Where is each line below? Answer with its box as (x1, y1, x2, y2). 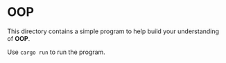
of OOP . (7, 34, 31, 42)
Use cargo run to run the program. (7, 48, 105, 56)
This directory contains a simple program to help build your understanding (7, 27, 220, 35)
